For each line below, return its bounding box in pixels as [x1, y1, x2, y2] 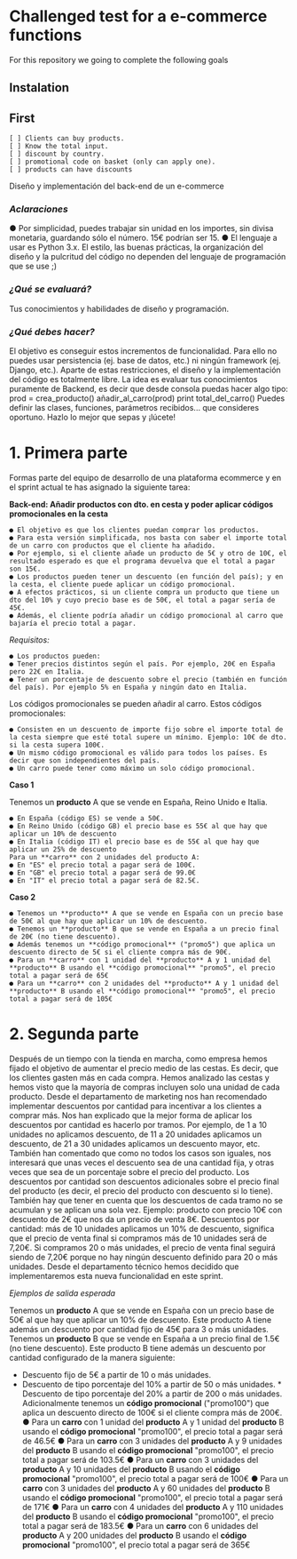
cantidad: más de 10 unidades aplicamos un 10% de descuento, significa [9, 1223, 275, 1234]
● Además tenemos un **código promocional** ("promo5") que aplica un [9, 939, 276, 948]
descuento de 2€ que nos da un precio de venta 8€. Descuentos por [9, 1213, 260, 1224]
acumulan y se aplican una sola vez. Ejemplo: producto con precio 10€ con [9, 1204, 283, 1215]
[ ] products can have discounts [9, 165, 133, 174]
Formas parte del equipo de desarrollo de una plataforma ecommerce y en [9, 472, 282, 483]
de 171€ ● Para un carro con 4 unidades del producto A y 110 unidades [21, 1501, 284, 1512]
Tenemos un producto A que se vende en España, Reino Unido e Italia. [9, 796, 268, 807]
